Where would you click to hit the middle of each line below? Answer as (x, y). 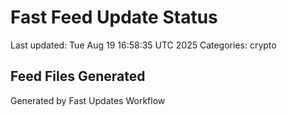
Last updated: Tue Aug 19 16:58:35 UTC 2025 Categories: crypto (143, 45)
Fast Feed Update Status (114, 17)
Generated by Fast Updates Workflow (88, 100)
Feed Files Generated (78, 76)
